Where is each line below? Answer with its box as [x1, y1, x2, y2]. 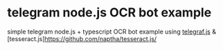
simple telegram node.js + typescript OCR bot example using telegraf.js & [7, 27, 217, 36]
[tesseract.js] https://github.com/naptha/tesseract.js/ [7, 34, 157, 42]
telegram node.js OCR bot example [7, 5, 212, 21]
